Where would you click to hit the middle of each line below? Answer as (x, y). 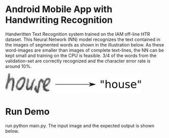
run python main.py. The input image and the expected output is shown (80, 125)
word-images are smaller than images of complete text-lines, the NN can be (84, 50)
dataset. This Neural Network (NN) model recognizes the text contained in (83, 39)
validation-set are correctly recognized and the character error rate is (78, 61)
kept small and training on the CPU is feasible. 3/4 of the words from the (81, 55)
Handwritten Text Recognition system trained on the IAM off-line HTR (78, 34)
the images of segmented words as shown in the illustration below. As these (85, 44)
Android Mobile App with (59, 9)
